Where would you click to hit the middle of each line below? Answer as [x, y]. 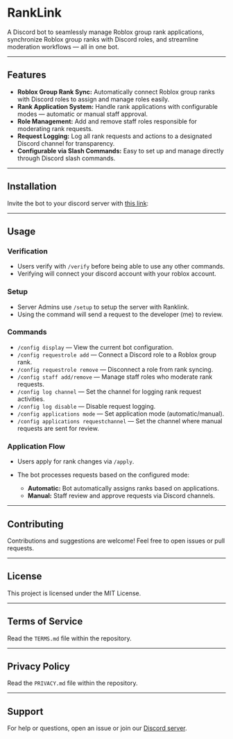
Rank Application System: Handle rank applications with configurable [118, 106]
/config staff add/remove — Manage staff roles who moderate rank [115, 377]
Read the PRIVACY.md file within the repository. [72, 683]
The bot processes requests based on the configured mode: [103, 475]
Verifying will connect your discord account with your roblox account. [116, 274]
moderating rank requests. [55, 128]
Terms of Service [45, 621]
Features [27, 75]
